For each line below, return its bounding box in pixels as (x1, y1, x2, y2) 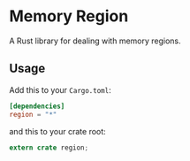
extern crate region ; (9, 143, 89, 152)
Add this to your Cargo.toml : (9, 84, 112, 95)
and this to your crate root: (9, 126, 106, 136)
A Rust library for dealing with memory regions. (9, 35, 181, 46)
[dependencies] (9, 102, 65, 111)
